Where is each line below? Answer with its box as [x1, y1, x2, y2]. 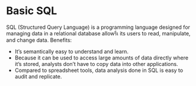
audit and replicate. [14, 72, 62, 80]
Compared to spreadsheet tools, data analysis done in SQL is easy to [14, 67, 184, 74]
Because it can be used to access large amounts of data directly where [14, 54, 188, 61]
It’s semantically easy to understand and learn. [14, 48, 129, 55]
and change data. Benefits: [6, 37, 72, 44]
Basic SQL [6, 4, 57, 18]
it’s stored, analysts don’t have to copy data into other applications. [14, 60, 179, 67]
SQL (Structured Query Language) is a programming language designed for [6, 24, 191, 31]
